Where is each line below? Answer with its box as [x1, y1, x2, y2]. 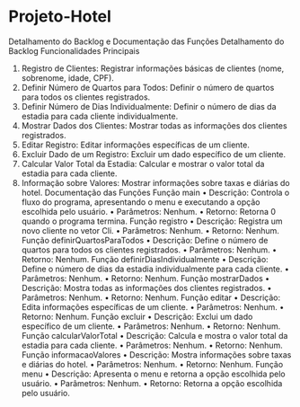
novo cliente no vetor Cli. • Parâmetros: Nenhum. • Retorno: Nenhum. [21, 225, 280, 235]
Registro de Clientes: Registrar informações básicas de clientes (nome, [21, 63, 285, 74]
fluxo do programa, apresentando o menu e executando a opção [21, 196, 260, 208]
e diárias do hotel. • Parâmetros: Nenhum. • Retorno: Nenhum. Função [21, 358, 284, 369]
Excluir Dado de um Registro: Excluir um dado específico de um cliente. [21, 148, 287, 159]
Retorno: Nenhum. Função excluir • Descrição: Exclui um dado [21, 311, 253, 322]
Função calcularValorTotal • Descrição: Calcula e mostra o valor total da [21, 330, 288, 341]
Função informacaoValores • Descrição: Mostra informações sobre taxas [21, 349, 292, 360]
